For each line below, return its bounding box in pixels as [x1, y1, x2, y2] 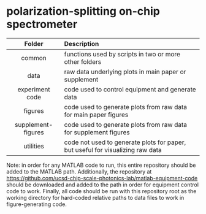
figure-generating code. [6, 201, 67, 208]
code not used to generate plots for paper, [64, 138, 186, 147]
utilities [23, 142, 44, 150]
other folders [64, 57, 102, 66]
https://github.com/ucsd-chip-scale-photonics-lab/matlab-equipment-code [6, 174, 198, 182]
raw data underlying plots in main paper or [64, 67, 186, 76]
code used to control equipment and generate [64, 85, 196, 93]
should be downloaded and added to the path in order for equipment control [6, 181, 199, 188]
